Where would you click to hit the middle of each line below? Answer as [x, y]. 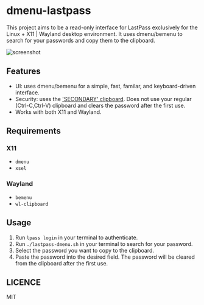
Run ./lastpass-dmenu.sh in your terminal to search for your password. [104, 244]
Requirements [33, 131]
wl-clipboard [32, 204]
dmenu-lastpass [49, 11]
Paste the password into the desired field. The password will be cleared [105, 257]
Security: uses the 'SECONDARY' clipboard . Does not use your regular [103, 99]
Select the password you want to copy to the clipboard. [84, 250]
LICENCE [24, 282]
